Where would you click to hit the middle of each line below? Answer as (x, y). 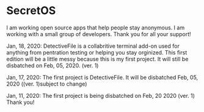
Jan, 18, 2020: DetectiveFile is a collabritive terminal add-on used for (93, 46)
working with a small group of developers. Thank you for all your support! (99, 34)
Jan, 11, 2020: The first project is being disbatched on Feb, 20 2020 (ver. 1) (101, 95)
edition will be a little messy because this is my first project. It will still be (97, 59)
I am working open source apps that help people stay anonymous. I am (96, 28)
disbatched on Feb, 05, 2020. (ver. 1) (53, 65)
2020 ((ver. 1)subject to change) (47, 84)
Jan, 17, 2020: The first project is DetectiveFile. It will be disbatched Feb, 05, (102, 77)
